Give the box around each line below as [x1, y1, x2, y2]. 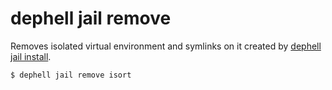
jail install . [10, 50, 52, 62]
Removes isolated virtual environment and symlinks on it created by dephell [10, 40, 322, 52]
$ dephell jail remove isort [10, 70, 132, 80]
